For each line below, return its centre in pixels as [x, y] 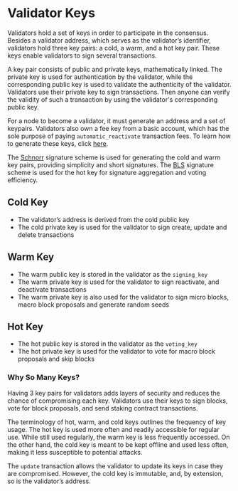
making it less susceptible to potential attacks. [75, 452]
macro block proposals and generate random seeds [93, 305]
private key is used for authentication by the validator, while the [100, 77]
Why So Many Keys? [44, 377]
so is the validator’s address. [49, 481]
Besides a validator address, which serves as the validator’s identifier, [109, 40]
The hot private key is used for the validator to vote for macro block [116, 352]
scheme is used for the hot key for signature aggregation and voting [107, 172]
